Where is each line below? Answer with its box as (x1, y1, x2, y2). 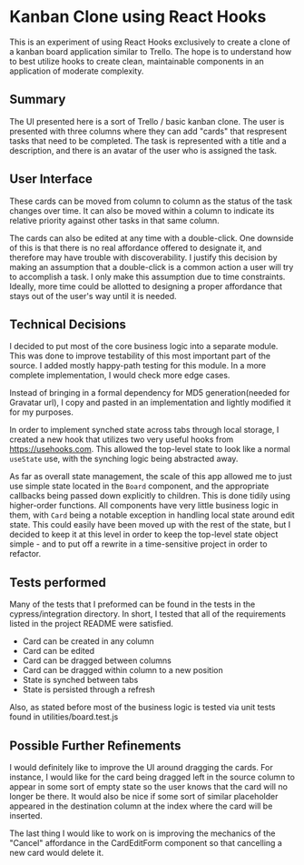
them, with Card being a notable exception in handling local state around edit (9, 509, 295, 520)
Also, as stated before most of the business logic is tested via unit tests (9, 702, 276, 713)
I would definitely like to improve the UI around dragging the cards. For (9, 762, 274, 772)
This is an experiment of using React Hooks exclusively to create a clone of (9, 36, 290, 47)
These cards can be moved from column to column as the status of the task (9, 196, 293, 206)
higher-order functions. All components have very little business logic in (9, 500, 279, 511)
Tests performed (9, 575, 107, 590)
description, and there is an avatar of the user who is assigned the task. (9, 145, 278, 156)
